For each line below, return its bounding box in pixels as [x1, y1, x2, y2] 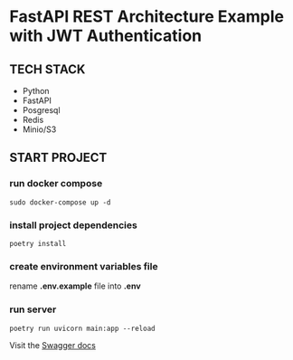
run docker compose [9, 177, 103, 190]
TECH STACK [9, 62, 86, 77]
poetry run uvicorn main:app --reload [9, 324, 156, 333]
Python [22, 86, 50, 96]
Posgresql [22, 105, 61, 115]
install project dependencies [9, 219, 137, 232]
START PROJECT [9, 150, 108, 166]
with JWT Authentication [9, 25, 203, 46]
